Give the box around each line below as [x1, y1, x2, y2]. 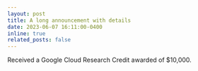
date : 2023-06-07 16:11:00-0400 [7, 23, 103, 30]
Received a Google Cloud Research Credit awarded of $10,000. [7, 56, 192, 64]
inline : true [7, 30, 46, 37]
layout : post [7, 10, 46, 18]
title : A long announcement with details [7, 17, 132, 24]
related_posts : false [7, 37, 71, 44]
